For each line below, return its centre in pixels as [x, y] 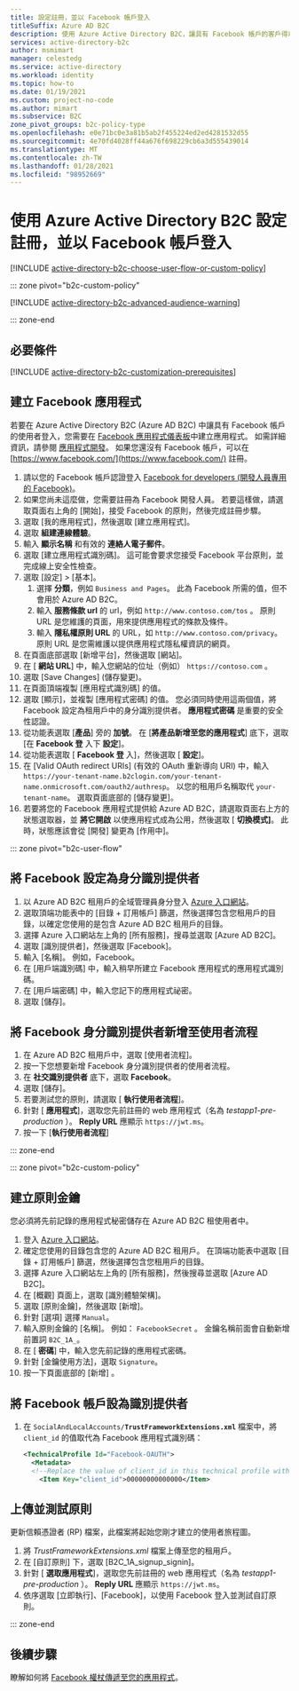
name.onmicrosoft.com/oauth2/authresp [94, 786]
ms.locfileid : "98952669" [58, 174]
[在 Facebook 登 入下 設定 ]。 [76, 743]
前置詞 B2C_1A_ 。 [54, 1339]
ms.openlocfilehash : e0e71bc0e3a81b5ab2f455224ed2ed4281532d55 [130, 133]
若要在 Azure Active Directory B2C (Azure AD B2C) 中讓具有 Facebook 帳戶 [148, 425]
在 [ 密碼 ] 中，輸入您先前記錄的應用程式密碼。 [107, 1351]
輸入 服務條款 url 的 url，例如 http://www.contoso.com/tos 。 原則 [156, 610]
